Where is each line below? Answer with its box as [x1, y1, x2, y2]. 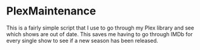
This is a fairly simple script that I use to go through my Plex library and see [6, 24, 195, 31]
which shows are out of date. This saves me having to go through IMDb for [6, 30, 193, 37]
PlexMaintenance [6, 4, 96, 18]
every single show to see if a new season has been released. [6, 37, 159, 44]
